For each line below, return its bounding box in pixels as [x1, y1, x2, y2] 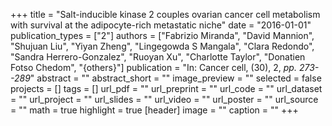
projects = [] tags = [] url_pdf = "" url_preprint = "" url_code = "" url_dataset [10, 83, 323, 94]
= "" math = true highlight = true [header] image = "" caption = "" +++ [10, 104, 299, 116]
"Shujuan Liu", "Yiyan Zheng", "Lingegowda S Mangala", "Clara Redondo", [10, 40, 315, 52]
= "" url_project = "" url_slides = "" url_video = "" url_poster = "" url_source [10, 94, 319, 105]
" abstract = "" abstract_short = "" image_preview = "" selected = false [29, 72, 322, 84]
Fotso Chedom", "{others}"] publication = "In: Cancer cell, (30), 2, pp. [10, 62, 297, 73]
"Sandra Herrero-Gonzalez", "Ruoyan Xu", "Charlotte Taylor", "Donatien [10, 51, 306, 63]
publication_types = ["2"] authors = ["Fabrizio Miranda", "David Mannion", [10, 30, 315, 41]
